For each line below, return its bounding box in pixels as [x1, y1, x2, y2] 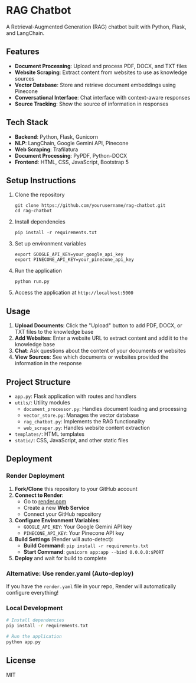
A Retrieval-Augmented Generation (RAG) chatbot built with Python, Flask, [6, 23, 187, 30]
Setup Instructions [6, 175, 76, 186]
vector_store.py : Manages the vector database [23, 411, 139, 419]
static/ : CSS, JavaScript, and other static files [14, 437, 129, 443]
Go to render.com [23, 497, 67, 505]
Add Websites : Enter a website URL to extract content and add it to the [14, 334, 188, 341]
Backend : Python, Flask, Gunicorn [14, 133, 99, 140]
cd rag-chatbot [14, 208, 53, 214]
